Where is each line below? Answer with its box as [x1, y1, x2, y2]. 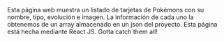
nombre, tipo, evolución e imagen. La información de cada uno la [7, 13, 194, 21]
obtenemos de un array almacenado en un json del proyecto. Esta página [7, 20, 218, 28]
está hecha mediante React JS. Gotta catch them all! [7, 27, 158, 36]
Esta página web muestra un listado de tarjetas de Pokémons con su [7, 6, 204, 14]
